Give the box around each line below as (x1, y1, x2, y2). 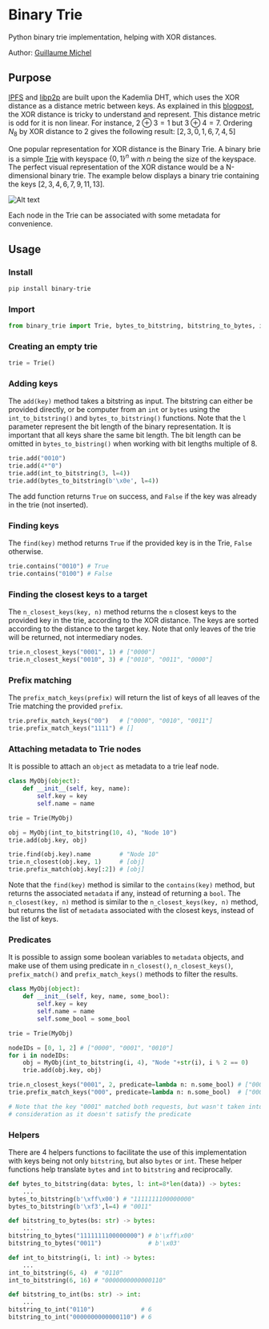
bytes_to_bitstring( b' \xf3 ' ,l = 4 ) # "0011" (8, 1202, 152, 1210)
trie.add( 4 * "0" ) (8, 462, 62, 471)
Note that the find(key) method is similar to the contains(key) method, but (8, 880, 255, 890)
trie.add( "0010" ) (8, 455, 66, 463)
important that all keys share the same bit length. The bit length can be (8, 430, 242, 440)
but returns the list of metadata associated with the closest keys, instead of (8, 906, 255, 915)
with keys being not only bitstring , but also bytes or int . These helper (8, 1156, 243, 1165)
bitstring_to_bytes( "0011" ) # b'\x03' (8, 1239, 181, 1248)
